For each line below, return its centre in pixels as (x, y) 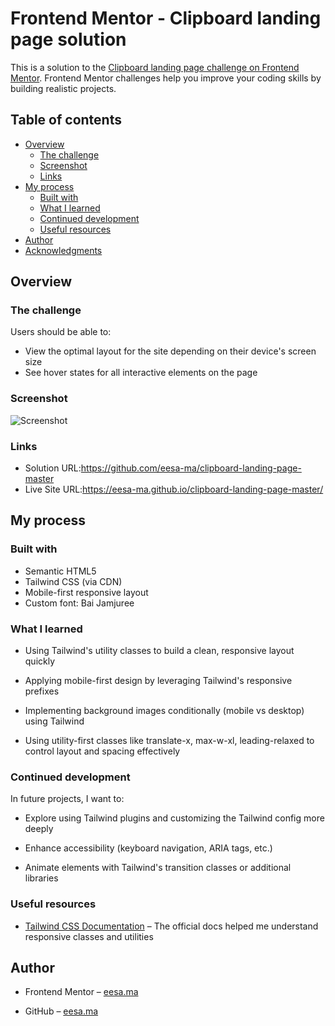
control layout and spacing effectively (102, 751)
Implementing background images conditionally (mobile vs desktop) (164, 711)
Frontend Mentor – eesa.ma (81, 992)
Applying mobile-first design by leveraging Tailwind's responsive (158, 681)
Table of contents (66, 120)
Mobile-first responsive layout (86, 592)
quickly (40, 661)
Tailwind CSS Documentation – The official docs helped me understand (171, 926)
